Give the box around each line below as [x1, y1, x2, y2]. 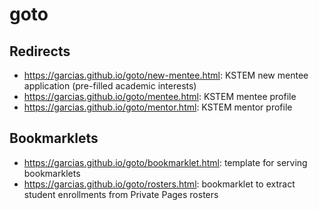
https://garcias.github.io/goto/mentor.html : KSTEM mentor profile [23, 101, 293, 113]
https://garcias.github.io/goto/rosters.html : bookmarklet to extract [23, 178, 296, 190]
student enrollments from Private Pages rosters [23, 188, 219, 200]
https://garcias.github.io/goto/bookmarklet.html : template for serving [23, 156, 308, 168]
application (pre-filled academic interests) [23, 80, 197, 92]
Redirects [9, 43, 71, 60]
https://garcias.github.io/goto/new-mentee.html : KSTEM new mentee [23, 69, 309, 81]
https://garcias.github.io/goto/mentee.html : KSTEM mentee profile [23, 91, 297, 102]
